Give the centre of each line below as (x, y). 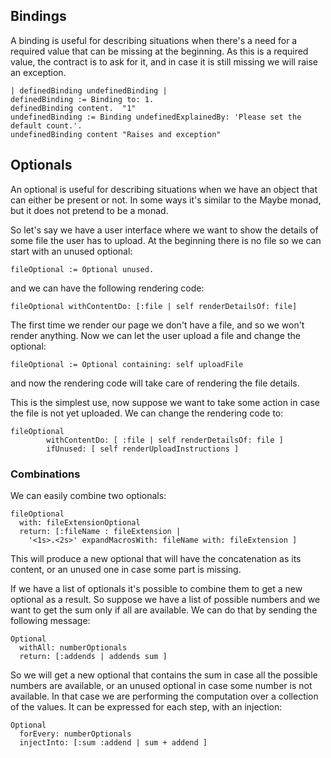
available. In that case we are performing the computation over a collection (164, 696)
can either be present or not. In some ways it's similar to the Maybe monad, (166, 200)
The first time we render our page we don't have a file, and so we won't (157, 325)
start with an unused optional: (71, 251)
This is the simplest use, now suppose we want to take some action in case (165, 402)
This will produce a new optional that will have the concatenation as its (156, 558)
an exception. (38, 72)
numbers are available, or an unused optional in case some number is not (161, 685)
